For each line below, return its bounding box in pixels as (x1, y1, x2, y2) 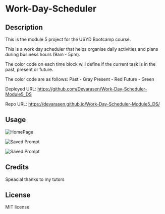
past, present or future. (5, 66, 53, 72)
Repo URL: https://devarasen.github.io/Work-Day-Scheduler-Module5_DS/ (5, 101, 160, 107)
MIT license (5, 204, 30, 210)
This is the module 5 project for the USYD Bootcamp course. (5, 36, 131, 42)
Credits (5, 163, 29, 171)
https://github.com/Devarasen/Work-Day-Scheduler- (37, 86, 147, 92)
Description (5, 23, 43, 32)
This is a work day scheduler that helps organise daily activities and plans (5, 46, 158, 52)
